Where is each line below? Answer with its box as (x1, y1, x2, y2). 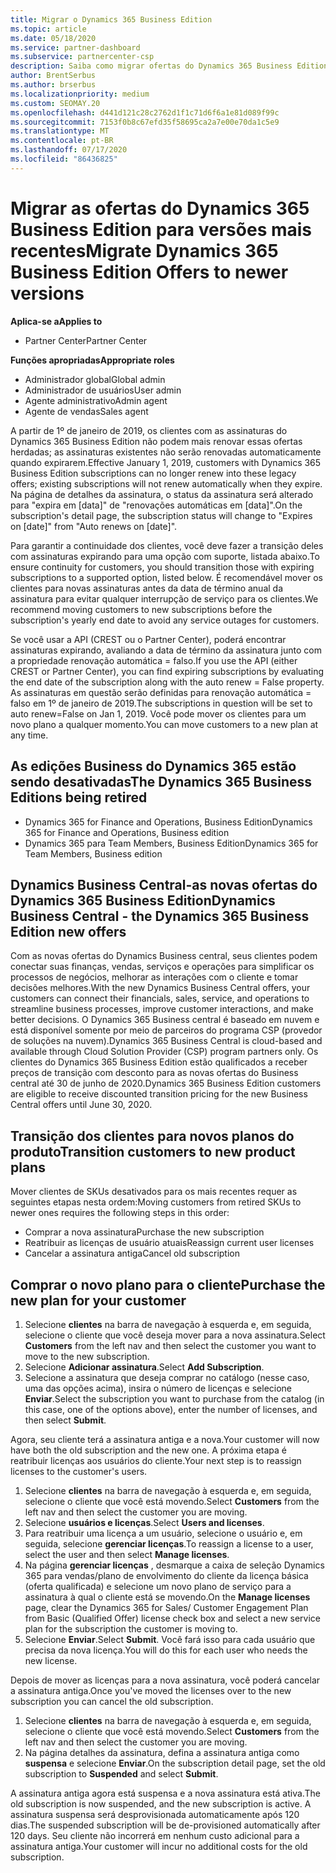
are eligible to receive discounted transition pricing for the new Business (10, 1088, 308, 1100)
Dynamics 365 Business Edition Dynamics (10, 892, 276, 909)
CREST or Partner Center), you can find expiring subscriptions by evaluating (10, 665, 325, 677)
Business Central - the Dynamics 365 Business (10, 907, 310, 925)
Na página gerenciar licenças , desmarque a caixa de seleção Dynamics (24, 1559, 325, 1571)
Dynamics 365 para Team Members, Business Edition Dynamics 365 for (24, 837, 319, 849)
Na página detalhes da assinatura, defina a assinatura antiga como (24, 1746, 300, 1758)
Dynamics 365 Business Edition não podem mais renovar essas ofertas (10, 435, 303, 447)
